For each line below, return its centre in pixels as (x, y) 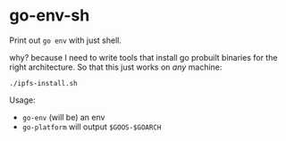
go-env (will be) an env (63, 117)
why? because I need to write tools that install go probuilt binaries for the (143, 57)
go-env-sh (50, 16)
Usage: (22, 100)
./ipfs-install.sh (43, 83)
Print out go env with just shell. (66, 40)
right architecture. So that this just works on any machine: (116, 67)
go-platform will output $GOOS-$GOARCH (92, 127)
